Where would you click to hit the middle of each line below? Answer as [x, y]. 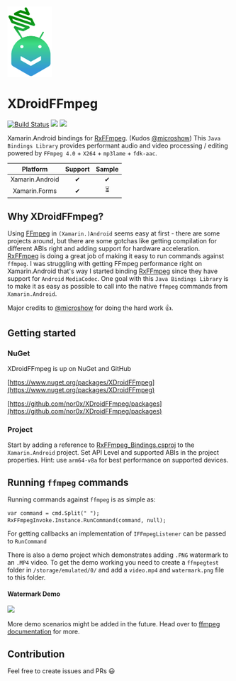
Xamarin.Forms [35, 191]
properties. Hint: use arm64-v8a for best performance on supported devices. [118, 460]
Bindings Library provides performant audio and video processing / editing [118, 146]
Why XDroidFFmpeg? [56, 216]
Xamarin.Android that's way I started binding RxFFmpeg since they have [113, 271]
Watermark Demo [34, 594]
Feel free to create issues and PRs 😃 [61, 671]
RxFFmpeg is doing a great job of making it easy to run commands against [116, 256]
